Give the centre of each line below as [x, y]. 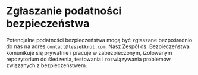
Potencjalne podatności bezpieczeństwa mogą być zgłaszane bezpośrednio [99, 40]
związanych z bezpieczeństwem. [47, 65]
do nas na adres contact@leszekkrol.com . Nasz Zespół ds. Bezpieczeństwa [98, 46]
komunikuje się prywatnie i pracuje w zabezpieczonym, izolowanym [89, 52]
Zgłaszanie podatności [64, 11]
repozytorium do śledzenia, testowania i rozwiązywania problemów [89, 59]
